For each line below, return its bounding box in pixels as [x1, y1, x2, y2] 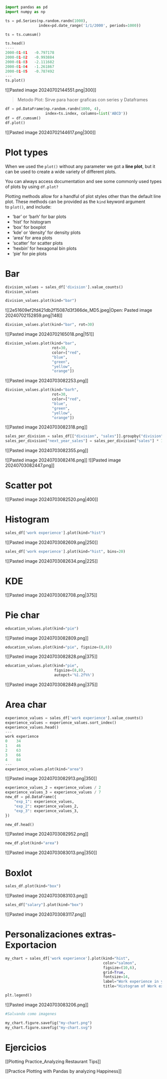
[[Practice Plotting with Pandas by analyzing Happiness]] [5, 1068, 122, 1074]
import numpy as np [5, 9, 46, 14]
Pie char [5, 609, 40, 621]
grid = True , [102, 970, 126, 975]
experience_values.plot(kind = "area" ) [5, 766, 83, 772]
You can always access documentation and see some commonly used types [5, 178, 162, 184]
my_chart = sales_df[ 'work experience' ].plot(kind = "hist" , [5, 956, 130, 961]
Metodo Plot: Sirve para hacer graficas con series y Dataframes [17, 97, 148, 103]
